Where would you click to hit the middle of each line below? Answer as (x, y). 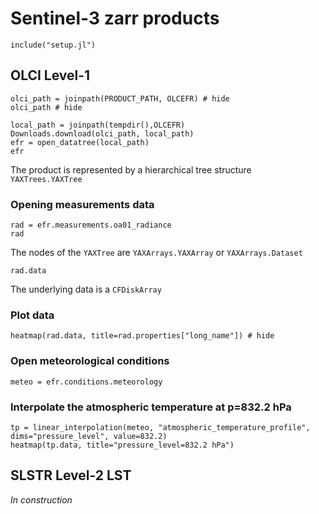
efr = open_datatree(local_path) (80, 142)
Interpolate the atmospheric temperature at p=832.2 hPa (151, 407)
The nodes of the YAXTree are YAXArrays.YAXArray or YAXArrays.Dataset (156, 253)
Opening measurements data (82, 204)
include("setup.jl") (53, 45)
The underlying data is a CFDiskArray (86, 289)
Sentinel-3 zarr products (115, 18)
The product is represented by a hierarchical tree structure (131, 169)
